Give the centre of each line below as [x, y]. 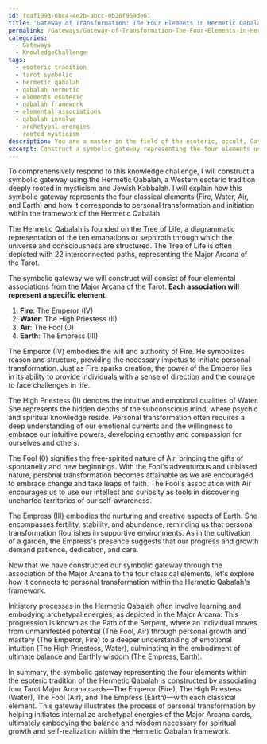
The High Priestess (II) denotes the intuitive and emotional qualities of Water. [133, 401]
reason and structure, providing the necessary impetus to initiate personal [129, 360]
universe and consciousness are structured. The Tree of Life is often [120, 246]
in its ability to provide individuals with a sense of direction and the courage [132, 377]
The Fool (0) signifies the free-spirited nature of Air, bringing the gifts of [126, 458]
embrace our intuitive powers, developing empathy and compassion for [125, 434]
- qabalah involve [46, 119]
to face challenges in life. [49, 385]
